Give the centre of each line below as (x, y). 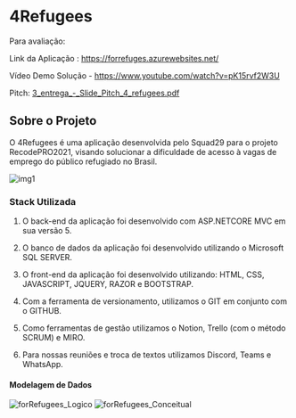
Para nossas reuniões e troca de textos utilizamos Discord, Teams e (147, 355)
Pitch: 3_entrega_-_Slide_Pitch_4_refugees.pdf (95, 93)
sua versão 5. (47, 231)
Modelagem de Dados (50, 384)
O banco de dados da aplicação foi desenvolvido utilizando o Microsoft (153, 248)
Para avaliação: (37, 41)
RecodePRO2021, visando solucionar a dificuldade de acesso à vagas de (143, 152)
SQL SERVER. (47, 258)
